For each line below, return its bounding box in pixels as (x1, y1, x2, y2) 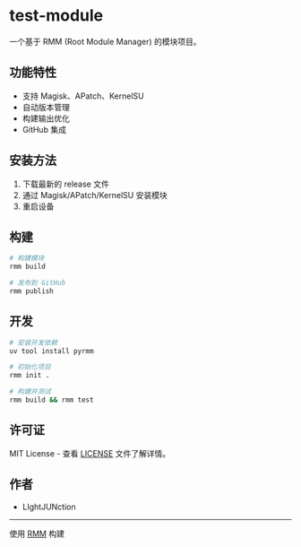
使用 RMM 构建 (9, 528, 65, 539)
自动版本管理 (21, 101, 70, 112)
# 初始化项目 (9, 362, 51, 372)
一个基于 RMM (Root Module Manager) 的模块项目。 (9, 36, 202, 47)
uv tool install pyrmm (9, 346, 94, 355)
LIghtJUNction (21, 501, 76, 512)
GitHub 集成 (21, 124, 67, 135)
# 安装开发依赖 (9, 338, 58, 347)
